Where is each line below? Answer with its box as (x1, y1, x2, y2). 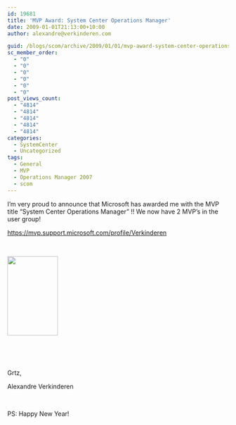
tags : (7, 154, 23, 161)
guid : (7, 43, 23, 50)
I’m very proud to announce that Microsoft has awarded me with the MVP (7, 199, 220, 208)
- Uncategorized (13, 147, 61, 155)
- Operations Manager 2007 (13, 173, 93, 180)
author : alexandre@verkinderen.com (7, 30, 112, 37)
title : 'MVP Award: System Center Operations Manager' (7, 17, 171, 24)
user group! (7, 214, 41, 223)
